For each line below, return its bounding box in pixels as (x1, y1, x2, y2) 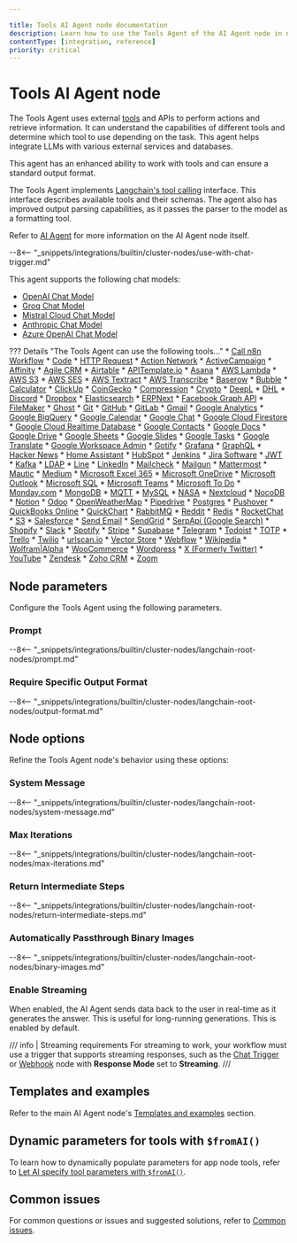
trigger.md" (9, 257, 51, 268)
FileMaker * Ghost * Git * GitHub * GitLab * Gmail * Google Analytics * (9, 402, 264, 413)
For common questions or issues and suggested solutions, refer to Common (9, 1216, 286, 1226)
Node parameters (9, 579, 108, 594)
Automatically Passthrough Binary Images (9, 932, 194, 944)
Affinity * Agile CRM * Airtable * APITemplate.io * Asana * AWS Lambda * (9, 365, 277, 376)
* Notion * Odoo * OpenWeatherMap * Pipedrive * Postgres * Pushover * (9, 497, 274, 508)
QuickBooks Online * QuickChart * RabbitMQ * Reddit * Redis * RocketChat (9, 506, 285, 517)
